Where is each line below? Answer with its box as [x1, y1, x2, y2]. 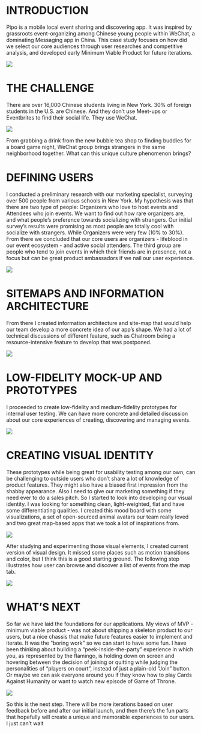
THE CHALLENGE [6, 82, 94, 95]
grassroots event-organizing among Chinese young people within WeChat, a [6, 29, 195, 37]
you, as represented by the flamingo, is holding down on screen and [6, 652, 175, 659]
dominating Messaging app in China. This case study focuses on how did [6, 36, 187, 43]
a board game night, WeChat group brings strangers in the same [6, 143, 166, 150]
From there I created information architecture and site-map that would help [6, 319, 191, 326]
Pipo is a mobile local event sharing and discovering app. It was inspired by [6, 23, 192, 31]
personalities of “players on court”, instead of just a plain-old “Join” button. [6, 665, 191, 672]
